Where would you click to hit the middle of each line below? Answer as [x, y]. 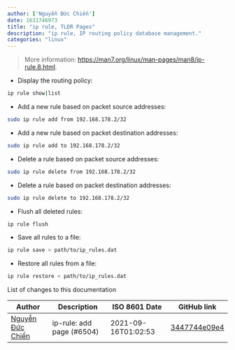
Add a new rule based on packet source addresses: [92, 107]
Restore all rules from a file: [57, 263]
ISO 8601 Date [137, 307]
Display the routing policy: [55, 80]
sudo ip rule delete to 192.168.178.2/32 [69, 198]
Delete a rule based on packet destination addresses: [94, 185]
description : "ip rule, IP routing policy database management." [104, 33]
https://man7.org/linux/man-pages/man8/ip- [141, 59]
